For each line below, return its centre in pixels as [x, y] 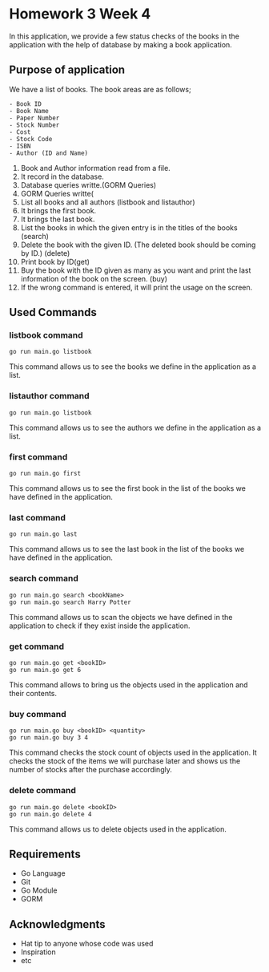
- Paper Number [34, 118]
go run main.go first [45, 474]
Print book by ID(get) [55, 261]
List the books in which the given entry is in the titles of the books [129, 227]
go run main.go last [44, 534]
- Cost [20, 132]
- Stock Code [31, 139]
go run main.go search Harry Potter [70, 602]
